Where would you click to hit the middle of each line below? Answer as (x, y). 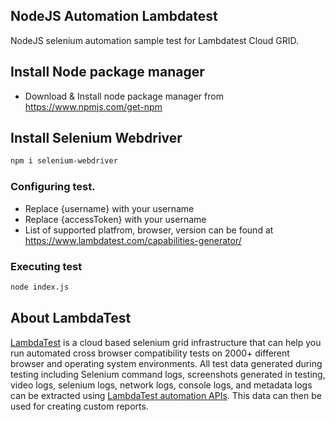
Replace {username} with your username (109, 208)
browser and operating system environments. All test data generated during (166, 363)
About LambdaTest (71, 318)
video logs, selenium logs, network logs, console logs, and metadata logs (161, 385)
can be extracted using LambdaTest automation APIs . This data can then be (166, 395)
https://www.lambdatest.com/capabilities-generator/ (133, 240)
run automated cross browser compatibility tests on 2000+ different (150, 353)
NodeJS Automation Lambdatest (114, 16)
